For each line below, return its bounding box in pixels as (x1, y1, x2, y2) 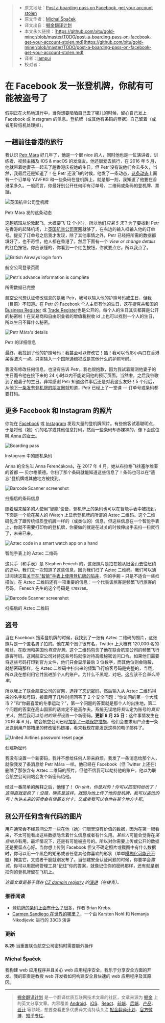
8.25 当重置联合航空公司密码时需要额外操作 (5, 943, 93, 948)
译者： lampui (24, 55, 51, 61)
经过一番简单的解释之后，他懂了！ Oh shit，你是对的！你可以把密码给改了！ (5, 784, 158, 790)
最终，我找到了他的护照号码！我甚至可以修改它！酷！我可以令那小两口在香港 (5, 349, 160, 355)
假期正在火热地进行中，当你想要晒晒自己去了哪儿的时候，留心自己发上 (5, 110, 147, 116)
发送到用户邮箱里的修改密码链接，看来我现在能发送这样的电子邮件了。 (5, 725, 147, 731)
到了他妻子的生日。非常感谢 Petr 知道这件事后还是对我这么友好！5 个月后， (5, 378, 157, 384)
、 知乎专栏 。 (21, 1013, 47, 1019)
